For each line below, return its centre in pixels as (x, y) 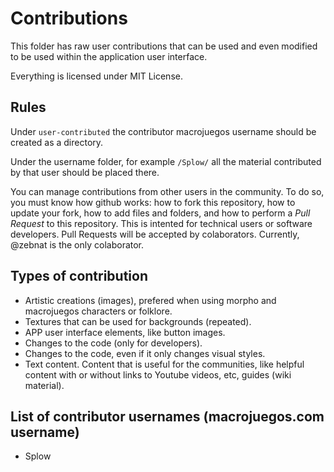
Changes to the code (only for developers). (113, 343)
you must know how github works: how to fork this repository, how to (153, 202)
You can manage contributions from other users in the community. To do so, (167, 191)
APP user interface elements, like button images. (125, 332)
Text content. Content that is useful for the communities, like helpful (164, 364)
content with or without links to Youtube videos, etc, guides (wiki (158, 374)
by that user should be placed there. (85, 172)
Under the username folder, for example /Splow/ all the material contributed (166, 161)
